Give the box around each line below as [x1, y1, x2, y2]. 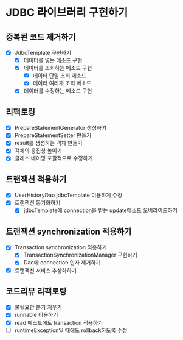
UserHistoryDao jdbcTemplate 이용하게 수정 [14, 191, 123, 199]
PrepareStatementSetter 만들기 [14, 132, 92, 139]
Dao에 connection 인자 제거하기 [23, 259, 101, 266]
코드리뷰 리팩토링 [5, 286, 67, 296]
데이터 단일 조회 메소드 [32, 72, 86, 79]
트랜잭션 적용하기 [5, 174, 67, 185]
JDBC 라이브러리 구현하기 [5, 5, 128, 19]
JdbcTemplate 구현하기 [14, 49, 72, 56]
